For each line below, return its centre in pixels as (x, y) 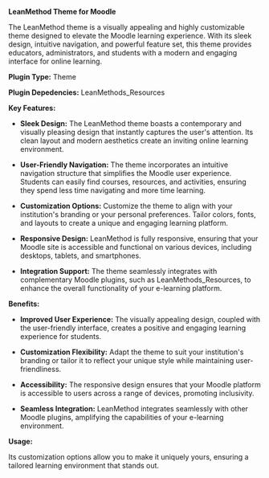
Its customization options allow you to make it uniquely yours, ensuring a (128, 457)
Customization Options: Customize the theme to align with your (126, 206)
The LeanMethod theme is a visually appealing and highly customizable (126, 27)
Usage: (21, 441)
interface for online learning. (55, 61)
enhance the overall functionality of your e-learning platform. (121, 288)
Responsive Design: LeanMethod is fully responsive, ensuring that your (139, 239)
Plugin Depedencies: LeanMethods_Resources (87, 92)
